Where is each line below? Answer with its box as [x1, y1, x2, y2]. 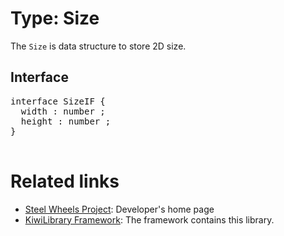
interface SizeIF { [10, 95, 106, 107]
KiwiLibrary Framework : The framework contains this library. [24, 213, 275, 226]
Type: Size [10, 7, 100, 30]
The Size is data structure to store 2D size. [10, 40, 187, 52]
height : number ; [20, 115, 112, 127]
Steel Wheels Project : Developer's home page [24, 203, 215, 215]
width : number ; [20, 105, 106, 117]
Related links [10, 170, 120, 192]
